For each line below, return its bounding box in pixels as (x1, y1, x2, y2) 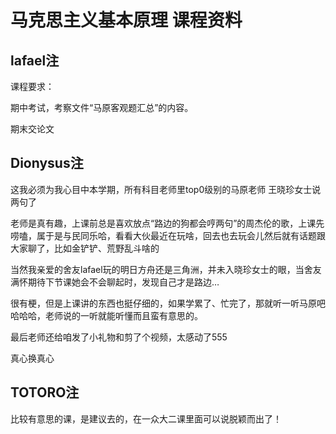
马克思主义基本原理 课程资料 (10, 9, 243, 32)
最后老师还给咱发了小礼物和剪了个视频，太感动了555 (10, 331, 228, 343)
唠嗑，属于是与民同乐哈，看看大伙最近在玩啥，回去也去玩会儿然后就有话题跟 (10, 229, 326, 241)
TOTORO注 (10, 384, 80, 401)
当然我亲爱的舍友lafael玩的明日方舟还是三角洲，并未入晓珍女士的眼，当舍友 (10, 263, 322, 275)
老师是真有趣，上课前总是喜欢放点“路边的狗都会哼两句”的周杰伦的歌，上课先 (10, 217, 325, 229)
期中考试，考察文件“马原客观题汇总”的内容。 (10, 102, 194, 113)
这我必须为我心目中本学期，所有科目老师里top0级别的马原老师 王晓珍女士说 (10, 183, 322, 195)
